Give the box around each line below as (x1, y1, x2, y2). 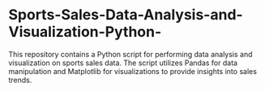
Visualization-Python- (8, 23, 162, 41)
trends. (8, 75, 32, 85)
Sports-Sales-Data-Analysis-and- (8, 6, 243, 24)
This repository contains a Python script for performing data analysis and (8, 49, 253, 59)
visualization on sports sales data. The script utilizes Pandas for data (8, 58, 237, 68)
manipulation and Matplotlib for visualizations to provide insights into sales (8, 66, 258, 76)
